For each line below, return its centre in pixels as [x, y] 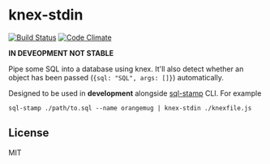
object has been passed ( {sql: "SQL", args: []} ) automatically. [116, 77]
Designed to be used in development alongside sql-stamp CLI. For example [135, 93]
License [29, 133]
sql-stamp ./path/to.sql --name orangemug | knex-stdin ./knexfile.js [130, 108]
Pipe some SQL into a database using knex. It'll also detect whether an [126, 69]
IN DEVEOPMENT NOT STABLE [61, 53]
